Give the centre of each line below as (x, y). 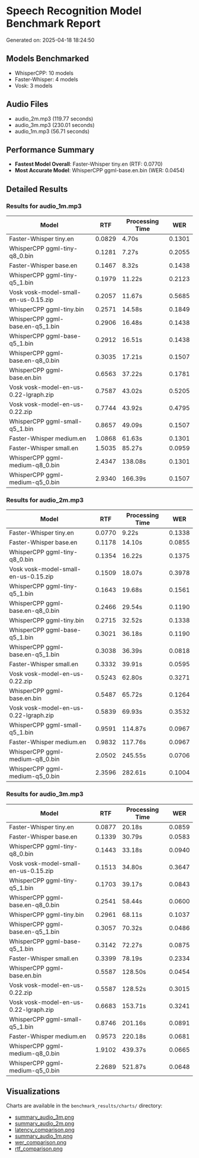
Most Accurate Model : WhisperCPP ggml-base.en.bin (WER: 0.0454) (99, 170)
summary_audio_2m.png (44, 1124)
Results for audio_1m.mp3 (44, 206)
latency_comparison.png (45, 1130)
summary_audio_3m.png (44, 1117)
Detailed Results (37, 189)
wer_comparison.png (41, 1143)
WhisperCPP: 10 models (44, 73)
